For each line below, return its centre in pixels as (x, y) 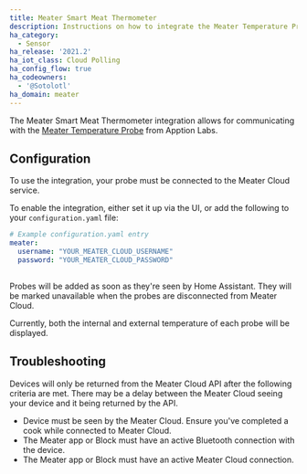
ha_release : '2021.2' (51, 52)
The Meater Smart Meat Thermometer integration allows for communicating (152, 121)
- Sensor (34, 43)
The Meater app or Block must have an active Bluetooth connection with (159, 440)
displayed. (29, 332)
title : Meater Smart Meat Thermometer (83, 18)
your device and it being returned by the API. (94, 403)
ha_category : (34, 35)
